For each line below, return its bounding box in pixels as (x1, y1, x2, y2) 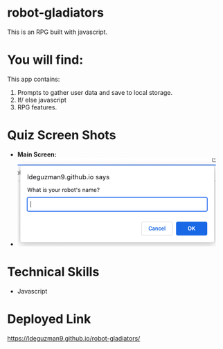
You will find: (7, 52, 84, 68)
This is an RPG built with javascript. (7, 28, 108, 36)
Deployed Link (7, 311, 91, 327)
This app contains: (7, 75, 60, 83)
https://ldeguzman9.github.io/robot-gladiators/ (7, 334, 141, 342)
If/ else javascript (17, 96, 67, 104)
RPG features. (17, 102, 57, 111)
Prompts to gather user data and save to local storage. (17, 88, 173, 96)
